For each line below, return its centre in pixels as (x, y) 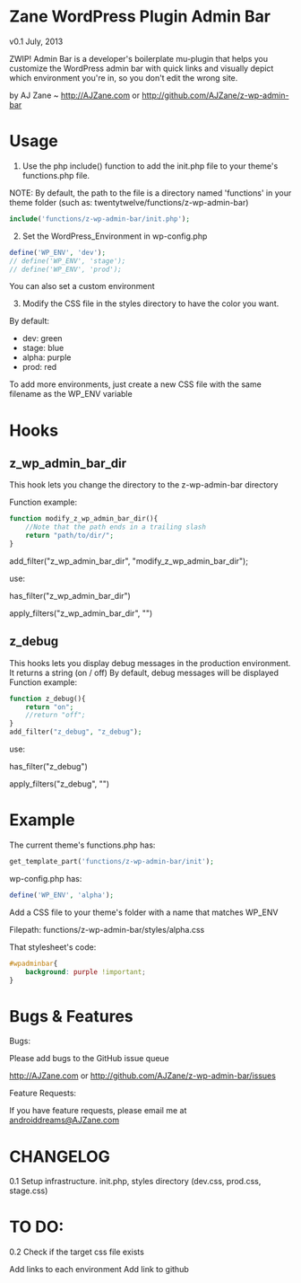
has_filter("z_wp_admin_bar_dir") (70, 595)
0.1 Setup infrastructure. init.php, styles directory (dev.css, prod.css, (135, 1182)
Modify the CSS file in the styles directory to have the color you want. (150, 303)
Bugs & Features (72, 1016)
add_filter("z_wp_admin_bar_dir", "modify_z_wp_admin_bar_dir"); (129, 561)
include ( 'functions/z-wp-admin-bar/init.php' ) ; (100, 219)
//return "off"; (56, 716)
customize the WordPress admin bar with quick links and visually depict (142, 68)
